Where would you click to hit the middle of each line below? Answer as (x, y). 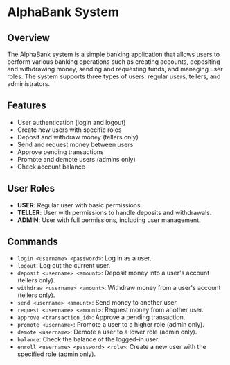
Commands (33, 242)
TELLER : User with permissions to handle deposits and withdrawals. (114, 212)
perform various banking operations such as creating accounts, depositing (114, 62)
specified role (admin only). (56, 354)
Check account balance (51, 167)
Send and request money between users (75, 144)
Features (27, 106)
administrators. (29, 84)
